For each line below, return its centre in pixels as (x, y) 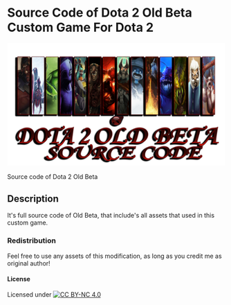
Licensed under (29, 294)
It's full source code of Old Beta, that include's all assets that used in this (111, 216)
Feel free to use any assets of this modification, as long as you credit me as (115, 256)
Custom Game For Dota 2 (81, 27)
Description (33, 199)
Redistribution (32, 241)
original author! (29, 263)
